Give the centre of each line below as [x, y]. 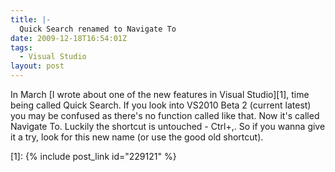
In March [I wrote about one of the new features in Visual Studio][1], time [160, 94]
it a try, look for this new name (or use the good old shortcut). [137, 137]
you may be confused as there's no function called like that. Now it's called [165, 115]
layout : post [37, 66]
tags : [21, 47]
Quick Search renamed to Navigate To [98, 29]
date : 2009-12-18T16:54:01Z [69, 38]
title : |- [31, 19]
